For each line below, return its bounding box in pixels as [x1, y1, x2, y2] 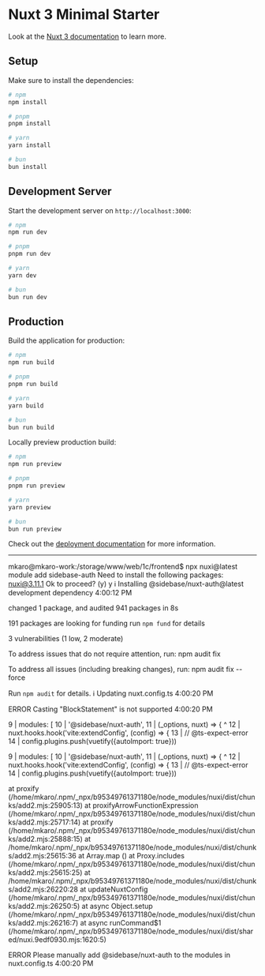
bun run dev [8, 293, 47, 301]
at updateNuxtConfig [80, 884, 148, 894]
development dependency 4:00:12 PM [8, 588, 132, 598]
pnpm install [8, 120, 51, 128]
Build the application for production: [8, 336, 125, 345]
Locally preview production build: [8, 437, 117, 447]
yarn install [8, 141, 51, 149]
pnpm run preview [8, 482, 65, 490]
